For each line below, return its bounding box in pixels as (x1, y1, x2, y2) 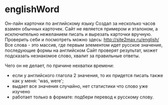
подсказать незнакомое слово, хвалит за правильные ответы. (5, 52, 140, 59)
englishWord (5, 4, 59, 15)
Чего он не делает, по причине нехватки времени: (5, 62, 114, 68)
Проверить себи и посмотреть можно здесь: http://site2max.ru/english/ (5, 37, 159, 43)
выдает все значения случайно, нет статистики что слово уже (12, 83, 148, 89)
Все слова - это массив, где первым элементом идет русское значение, (5, 42, 163, 48)
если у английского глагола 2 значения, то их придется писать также (12, 72, 163, 78)
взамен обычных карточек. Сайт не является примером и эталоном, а (5, 25, 158, 31)
